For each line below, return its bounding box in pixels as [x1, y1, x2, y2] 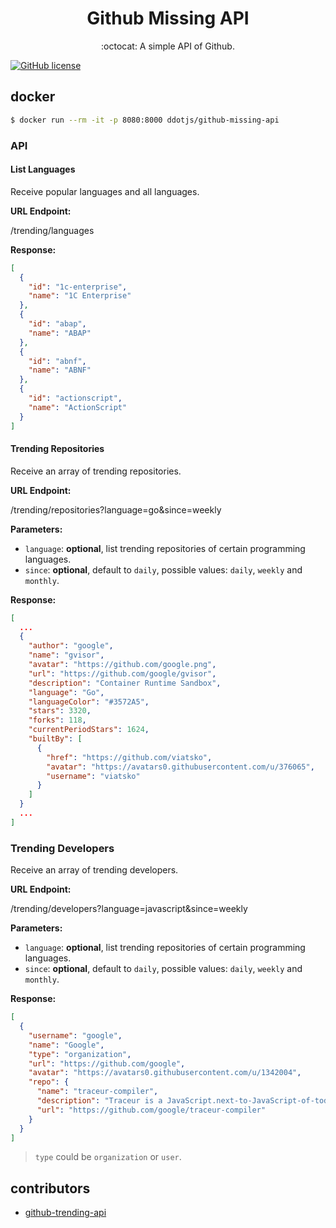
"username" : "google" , [28, 1030, 123, 1041]
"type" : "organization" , [28, 1049, 132, 1059]
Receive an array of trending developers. [10, 864, 179, 876]
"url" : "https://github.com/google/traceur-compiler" [36, 1105, 267, 1115]
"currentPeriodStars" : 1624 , [28, 725, 150, 735]
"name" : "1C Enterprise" [28, 291, 132, 301]
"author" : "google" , [28, 641, 114, 651]
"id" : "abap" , [28, 319, 87, 329]
